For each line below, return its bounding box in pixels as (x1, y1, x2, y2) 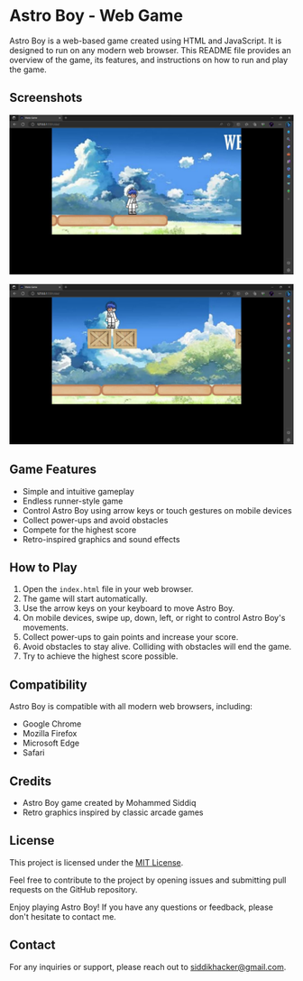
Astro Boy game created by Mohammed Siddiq (22, 798, 197, 808)
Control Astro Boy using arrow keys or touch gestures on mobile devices (22, 504, 292, 515)
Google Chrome (22, 718, 82, 729)
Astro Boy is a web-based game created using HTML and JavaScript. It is (9, 35, 282, 46)
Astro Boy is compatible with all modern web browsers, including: (9, 701, 252, 712)
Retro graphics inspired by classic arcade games (22, 807, 205, 818)
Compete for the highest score (22, 524, 137, 535)
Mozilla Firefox (22, 728, 78, 739)
